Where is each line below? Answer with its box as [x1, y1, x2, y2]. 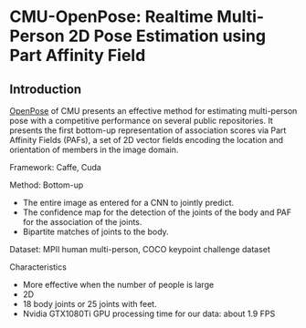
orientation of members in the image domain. [9, 144, 179, 155]
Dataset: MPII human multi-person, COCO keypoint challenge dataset [9, 244, 271, 254]
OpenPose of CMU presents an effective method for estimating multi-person [9, 106, 298, 116]
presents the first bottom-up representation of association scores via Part [9, 125, 287, 136]
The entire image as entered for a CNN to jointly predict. [22, 198, 235, 208]
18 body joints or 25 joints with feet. [22, 299, 157, 309]
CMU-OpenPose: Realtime [9, 6, 214, 27]
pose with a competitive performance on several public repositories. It [9, 116, 274, 126]
